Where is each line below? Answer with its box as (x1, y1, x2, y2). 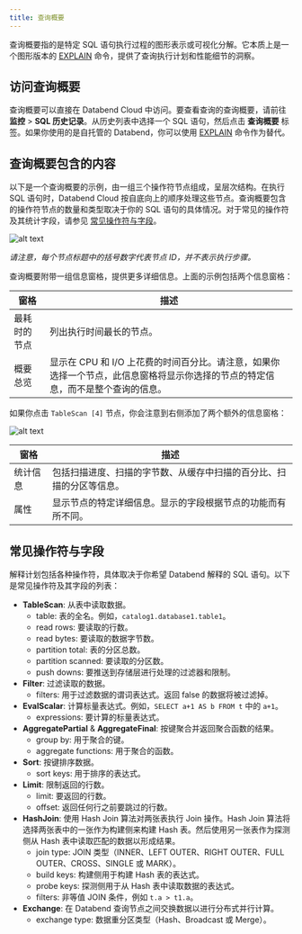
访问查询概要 (9, 79, 81, 94)
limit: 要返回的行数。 (35, 791, 111, 802)
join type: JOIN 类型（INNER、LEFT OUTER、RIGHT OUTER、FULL (35, 847, 285, 858)
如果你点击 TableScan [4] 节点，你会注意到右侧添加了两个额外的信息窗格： (9, 408, 287, 418)
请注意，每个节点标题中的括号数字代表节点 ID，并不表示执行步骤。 (9, 252, 256, 263)
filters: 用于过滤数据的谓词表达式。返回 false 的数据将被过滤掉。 (35, 689, 273, 700)
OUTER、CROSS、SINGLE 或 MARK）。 (35, 858, 182, 869)
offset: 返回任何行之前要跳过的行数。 (35, 802, 173, 813)
